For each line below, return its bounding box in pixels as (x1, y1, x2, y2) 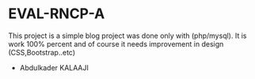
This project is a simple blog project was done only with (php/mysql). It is (8, 31, 247, 40)
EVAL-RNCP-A (8, 5, 105, 23)
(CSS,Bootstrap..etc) (8, 47, 76, 57)
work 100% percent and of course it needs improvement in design (8, 39, 224, 48)
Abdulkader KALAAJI (19, 62, 89, 72)
